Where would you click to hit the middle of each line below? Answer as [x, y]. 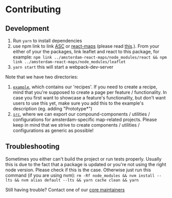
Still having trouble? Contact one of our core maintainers [65, 190]
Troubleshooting [33, 146]
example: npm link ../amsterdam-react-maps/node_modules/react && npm [90, 57]
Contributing [33, 9]
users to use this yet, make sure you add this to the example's [78, 103]
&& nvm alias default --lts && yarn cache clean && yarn [77, 180]
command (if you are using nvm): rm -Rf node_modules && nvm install [80, 175]
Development [27, 28]
